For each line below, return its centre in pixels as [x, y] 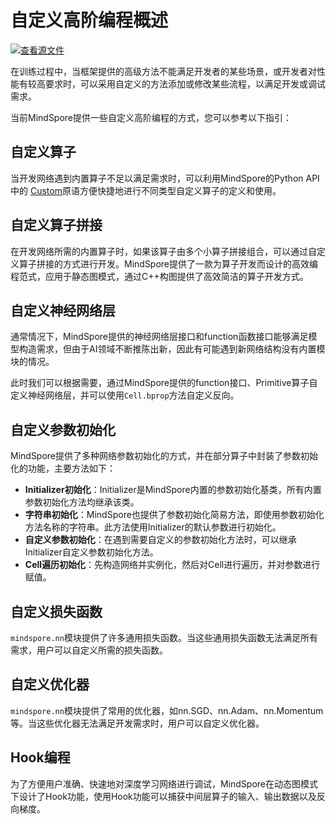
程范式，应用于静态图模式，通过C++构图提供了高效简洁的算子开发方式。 [159, 276]
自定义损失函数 [56, 611]
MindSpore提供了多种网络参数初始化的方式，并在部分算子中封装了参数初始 [164, 456]
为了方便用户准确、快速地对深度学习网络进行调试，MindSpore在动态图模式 [164, 783]
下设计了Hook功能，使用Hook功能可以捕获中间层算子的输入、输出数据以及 [163, 796]
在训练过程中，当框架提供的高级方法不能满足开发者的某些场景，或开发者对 [163, 71]
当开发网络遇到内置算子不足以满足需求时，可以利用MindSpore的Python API [165, 178]
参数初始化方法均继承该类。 [82, 502]
